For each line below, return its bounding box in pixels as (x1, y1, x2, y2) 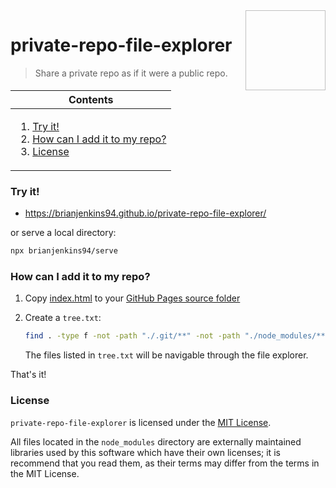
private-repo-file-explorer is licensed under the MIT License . (10, 416, 272, 428)
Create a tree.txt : (24, 312, 102, 324)
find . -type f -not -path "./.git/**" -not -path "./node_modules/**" (24, 331, 330, 341)
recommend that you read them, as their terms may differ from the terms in (10, 457, 320, 469)
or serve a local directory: (10, 227, 117, 239)
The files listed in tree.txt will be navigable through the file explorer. (24, 349, 309, 361)
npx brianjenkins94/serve (10, 246, 118, 256)
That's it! (10, 369, 47, 381)
